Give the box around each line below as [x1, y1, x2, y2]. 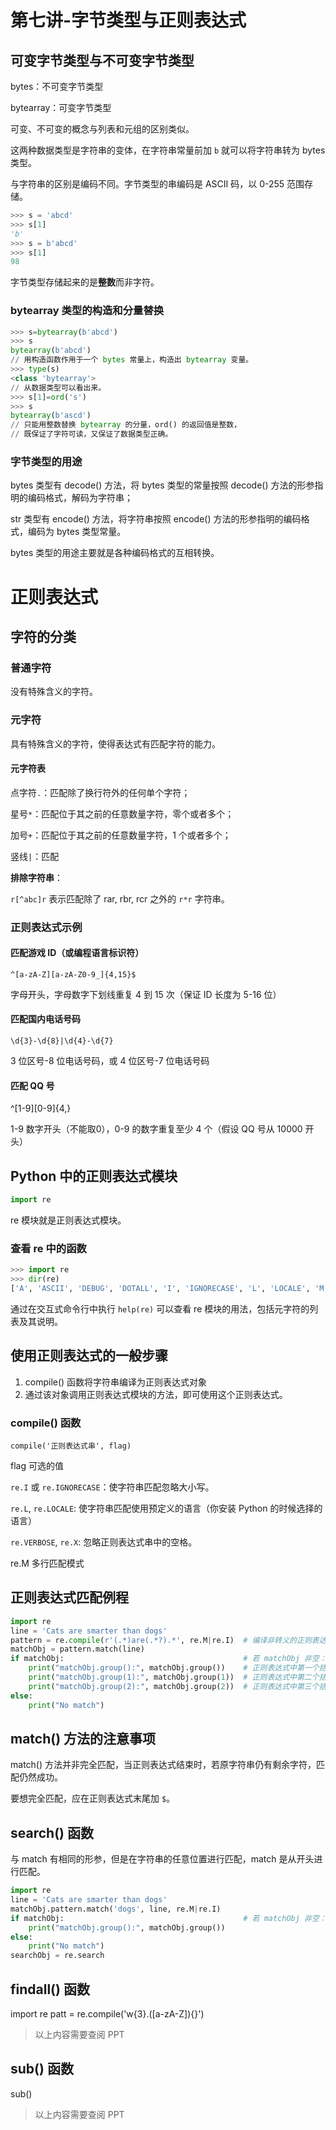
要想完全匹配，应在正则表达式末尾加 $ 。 [10, 1792, 176, 1805]
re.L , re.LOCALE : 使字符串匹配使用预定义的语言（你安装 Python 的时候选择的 [10, 1502, 323, 1514]
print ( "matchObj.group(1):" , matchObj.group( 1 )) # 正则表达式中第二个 [28, 1672, 320, 1683]
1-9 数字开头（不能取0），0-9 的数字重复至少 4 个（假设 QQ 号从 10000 [10, 1123, 303, 1135]
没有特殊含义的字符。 [10, 686, 98, 698]
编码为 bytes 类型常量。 [27, 526, 127, 538]
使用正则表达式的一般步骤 [10, 1347, 168, 1365]
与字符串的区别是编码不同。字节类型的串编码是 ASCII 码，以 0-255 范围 [10, 178, 305, 190]
